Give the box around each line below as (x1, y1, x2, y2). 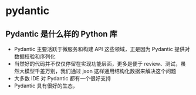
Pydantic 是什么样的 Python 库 (5, 29, 118, 39)
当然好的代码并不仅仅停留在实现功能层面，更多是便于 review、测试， (13, 60, 181, 67)
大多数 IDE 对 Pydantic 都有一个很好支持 (13, 75, 111, 82)
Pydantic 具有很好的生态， (13, 82, 78, 89)
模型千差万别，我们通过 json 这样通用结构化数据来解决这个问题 (24, 67, 177, 74)
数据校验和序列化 (13, 53, 56, 60)
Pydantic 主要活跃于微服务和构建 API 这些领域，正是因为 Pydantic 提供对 (13, 46, 190, 52)
